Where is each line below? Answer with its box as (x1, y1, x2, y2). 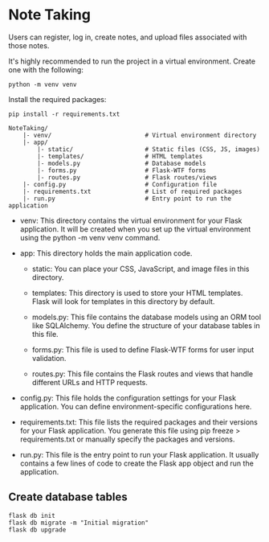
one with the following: (8, 64, 84, 74)
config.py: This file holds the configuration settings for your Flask (19, 392, 237, 403)
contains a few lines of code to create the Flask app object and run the (19, 458, 255, 468)
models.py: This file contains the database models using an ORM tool (31, 312, 262, 322)
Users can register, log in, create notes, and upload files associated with (8, 32, 247, 42)
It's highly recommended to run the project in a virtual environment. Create (8, 56, 255, 66)
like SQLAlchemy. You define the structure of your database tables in (31, 320, 261, 331)
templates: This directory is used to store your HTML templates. (31, 288, 243, 298)
